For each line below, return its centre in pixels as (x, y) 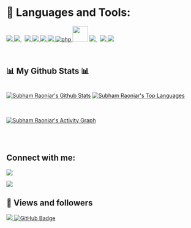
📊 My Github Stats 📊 (48, 71)
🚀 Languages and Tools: (69, 13)
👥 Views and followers (50, 203)
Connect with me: (41, 158)
